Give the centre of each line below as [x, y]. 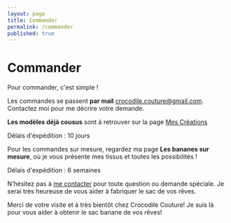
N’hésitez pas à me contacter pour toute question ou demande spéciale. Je [116, 184]
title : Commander [33, 20]
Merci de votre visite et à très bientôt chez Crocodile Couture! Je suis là [111, 205]
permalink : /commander [40, 27]
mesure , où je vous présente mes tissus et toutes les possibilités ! [102, 157]
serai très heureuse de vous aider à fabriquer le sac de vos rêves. [102, 191]
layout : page [26, 14]
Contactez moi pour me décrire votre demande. [76, 109]
